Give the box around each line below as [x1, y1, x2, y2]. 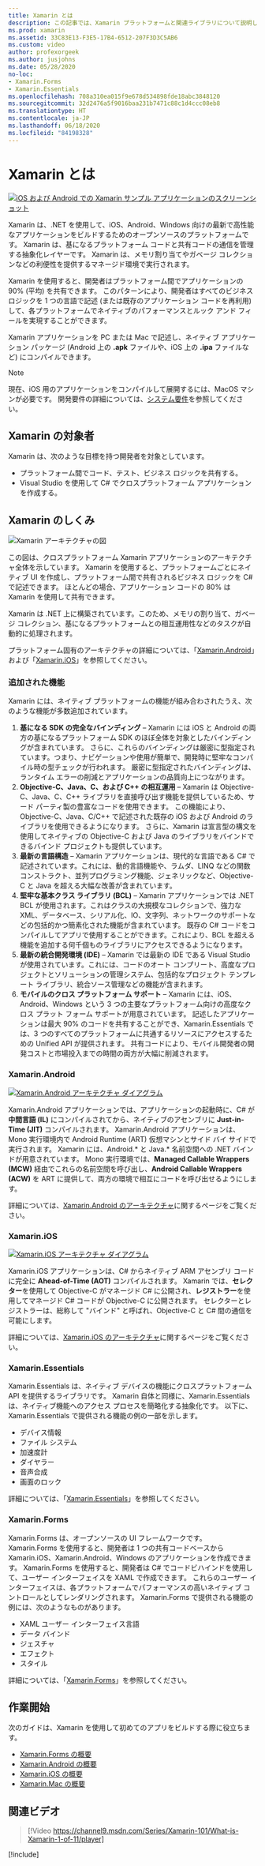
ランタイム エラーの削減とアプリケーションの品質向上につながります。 [19, 772, 249, 782]
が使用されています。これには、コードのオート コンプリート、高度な [19, 960, 242, 970]
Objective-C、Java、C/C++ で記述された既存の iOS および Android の [19, 812, 247, 821]
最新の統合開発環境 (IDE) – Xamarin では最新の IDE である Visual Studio [19, 950, 251, 959]
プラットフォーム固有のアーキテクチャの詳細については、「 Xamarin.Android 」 [8, 645, 255, 655]
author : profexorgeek [8, 48, 80, 56]
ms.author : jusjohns [8, 56, 77, 64]
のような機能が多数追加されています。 [8, 706, 132, 715]
